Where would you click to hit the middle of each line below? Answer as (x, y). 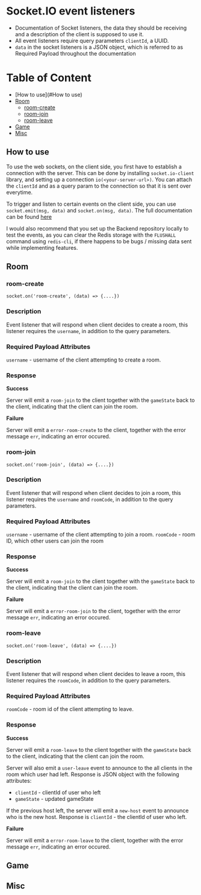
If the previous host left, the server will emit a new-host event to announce (97, 811)
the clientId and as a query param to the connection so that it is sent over (99, 186)
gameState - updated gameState (54, 798)
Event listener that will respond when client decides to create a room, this (97, 325)
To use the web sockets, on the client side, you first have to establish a (94, 167)
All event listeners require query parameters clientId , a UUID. (92, 40)
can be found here (29, 217)
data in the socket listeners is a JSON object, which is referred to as (99, 47)
